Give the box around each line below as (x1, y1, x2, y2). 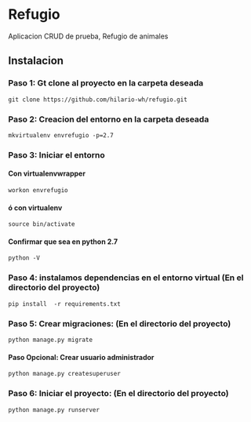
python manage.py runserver (8, 406, 100, 413)
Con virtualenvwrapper (8, 169, 86, 178)
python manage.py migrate (8, 336, 93, 344)
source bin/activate (8, 220, 76, 228)
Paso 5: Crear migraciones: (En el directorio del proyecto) (8, 318, 231, 329)
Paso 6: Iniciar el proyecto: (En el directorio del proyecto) (8, 388, 229, 399)
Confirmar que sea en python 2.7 (8, 237, 118, 246)
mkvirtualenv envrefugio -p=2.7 (8, 131, 114, 139)
